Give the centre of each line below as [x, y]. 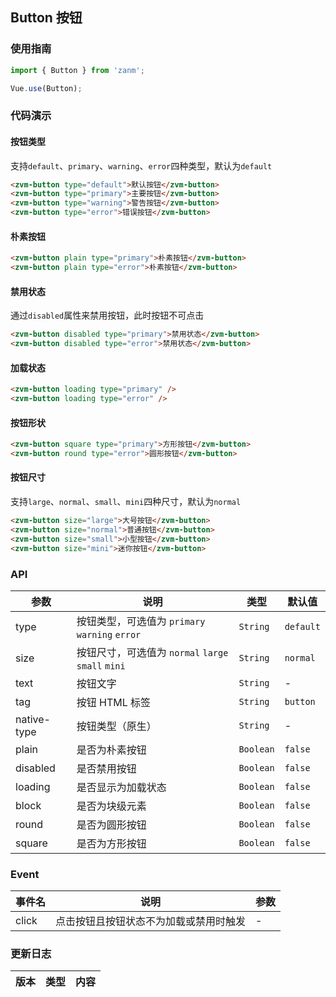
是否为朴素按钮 [111, 750]
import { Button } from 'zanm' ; [77, 70]
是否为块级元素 [111, 806]
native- [33, 719]
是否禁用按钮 [106, 768]
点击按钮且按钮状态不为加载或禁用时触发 [151, 921]
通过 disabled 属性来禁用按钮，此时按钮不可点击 [107, 315]
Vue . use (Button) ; [46, 88]
